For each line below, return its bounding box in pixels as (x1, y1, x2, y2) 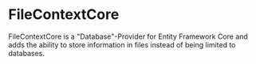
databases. (8, 48, 45, 58)
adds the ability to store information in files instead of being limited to (8, 40, 236, 49)
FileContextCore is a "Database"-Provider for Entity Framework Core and (8, 32, 249, 41)
